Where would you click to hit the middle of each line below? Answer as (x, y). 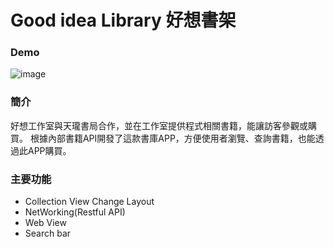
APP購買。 (49, 150)
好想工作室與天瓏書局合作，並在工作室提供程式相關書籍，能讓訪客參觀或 (159, 125)
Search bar (48, 233)
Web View (45, 223)
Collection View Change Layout (89, 202)
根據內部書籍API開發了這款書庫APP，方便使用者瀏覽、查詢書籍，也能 (172, 138)
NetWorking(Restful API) (75, 212)
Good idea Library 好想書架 (123, 20)
